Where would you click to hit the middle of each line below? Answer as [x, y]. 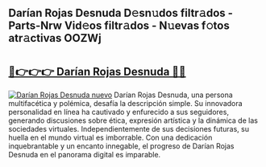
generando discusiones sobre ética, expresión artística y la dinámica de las [133, 120]
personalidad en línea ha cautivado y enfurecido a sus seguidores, [119, 112]
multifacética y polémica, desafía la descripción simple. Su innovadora [126, 103]
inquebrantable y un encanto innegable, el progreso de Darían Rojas [121, 146]
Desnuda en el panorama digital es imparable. [85, 155]
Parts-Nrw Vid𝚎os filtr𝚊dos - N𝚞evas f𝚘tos [119, 26]
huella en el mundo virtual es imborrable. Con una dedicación [110, 137]
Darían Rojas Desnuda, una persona [174, 95]
